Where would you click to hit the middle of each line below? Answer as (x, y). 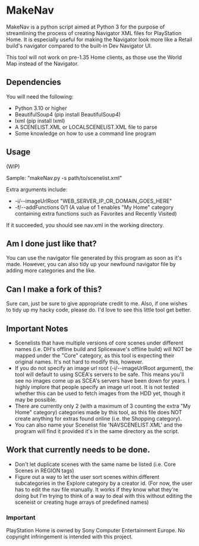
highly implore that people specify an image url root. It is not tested (97, 387)
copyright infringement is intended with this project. (70, 537)
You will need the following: (40, 96)
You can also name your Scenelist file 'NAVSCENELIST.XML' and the (98, 425)
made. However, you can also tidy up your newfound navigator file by (91, 264)
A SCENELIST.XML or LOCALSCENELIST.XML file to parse (86, 127)
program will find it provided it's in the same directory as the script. (97, 431)
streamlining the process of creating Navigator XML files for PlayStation (94, 33)
